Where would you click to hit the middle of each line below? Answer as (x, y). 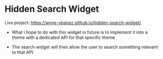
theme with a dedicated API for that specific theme (63, 37)
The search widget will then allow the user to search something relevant (85, 47)
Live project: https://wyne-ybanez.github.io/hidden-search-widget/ (73, 23)
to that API (22, 52)
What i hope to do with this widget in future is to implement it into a (80, 32)
